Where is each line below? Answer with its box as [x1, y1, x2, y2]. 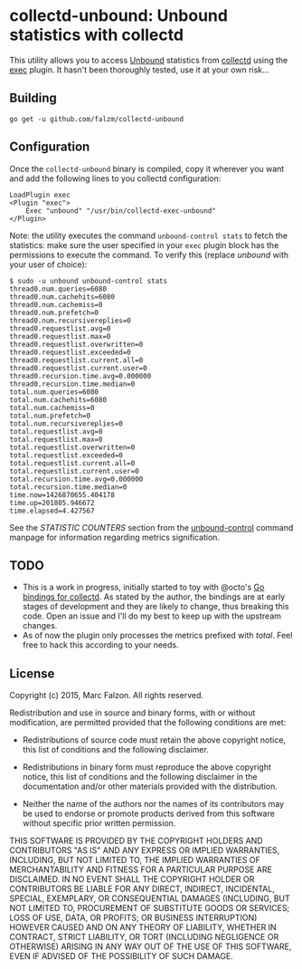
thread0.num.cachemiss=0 [9, 300, 103, 309]
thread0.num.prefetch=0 [9, 308, 99, 317]
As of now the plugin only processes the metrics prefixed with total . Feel [22, 630, 293, 641]
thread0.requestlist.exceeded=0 [9, 348, 131, 357]
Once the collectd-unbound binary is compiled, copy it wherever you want [9, 163, 285, 174]
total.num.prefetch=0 [9, 411, 91, 420]
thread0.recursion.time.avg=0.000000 [9, 371, 152, 380]
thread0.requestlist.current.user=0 [9, 363, 147, 372]
